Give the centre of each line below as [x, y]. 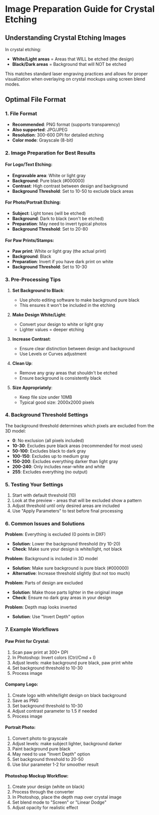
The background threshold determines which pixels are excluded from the [80, 425]
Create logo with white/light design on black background [69, 695]
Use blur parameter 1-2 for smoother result [55, 764]
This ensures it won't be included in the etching [67, 305]
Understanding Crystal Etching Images [66, 38]
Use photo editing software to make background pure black [79, 300]
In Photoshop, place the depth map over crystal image [67, 797]
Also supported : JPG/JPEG [40, 129]
